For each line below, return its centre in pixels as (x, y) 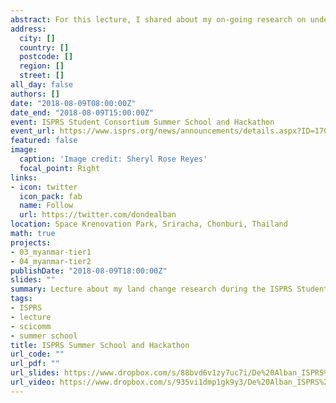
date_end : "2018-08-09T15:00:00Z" (82, 112)
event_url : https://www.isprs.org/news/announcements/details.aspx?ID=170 (169, 131)
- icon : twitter (44, 187)
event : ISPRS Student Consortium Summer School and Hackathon (142, 122)
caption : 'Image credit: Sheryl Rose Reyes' (113, 159)
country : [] (44, 47)
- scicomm (31, 326)
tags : (21, 299)
